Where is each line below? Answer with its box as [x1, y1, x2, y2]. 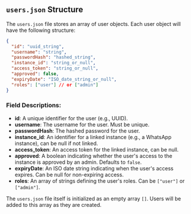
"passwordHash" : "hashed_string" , [11, 54, 96, 61]
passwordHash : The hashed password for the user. [14, 127, 140, 134]
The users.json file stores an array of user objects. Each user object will [6, 20, 181, 27]
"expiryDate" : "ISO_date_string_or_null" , [11, 76, 117, 82]
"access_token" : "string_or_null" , [11, 65, 99, 71]
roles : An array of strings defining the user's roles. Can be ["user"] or [14, 177, 185, 185]
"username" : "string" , [11, 49, 67, 55]
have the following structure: [6, 27, 75, 34]
